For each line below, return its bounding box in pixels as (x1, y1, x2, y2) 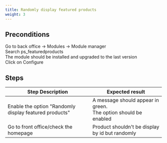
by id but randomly (92, 130, 137, 137)
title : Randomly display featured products (5, 7, 97, 12)
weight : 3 (5, 12, 26, 17)
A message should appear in (92, 97, 159, 104)
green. (92, 103, 108, 110)
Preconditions (5, 30, 50, 39)
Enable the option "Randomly (7, 103, 76, 110)
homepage (7, 130, 33, 137)
